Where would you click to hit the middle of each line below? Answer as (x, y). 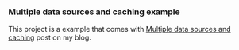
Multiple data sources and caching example (94, 12)
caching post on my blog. (50, 37)
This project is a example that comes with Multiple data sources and (120, 29)
